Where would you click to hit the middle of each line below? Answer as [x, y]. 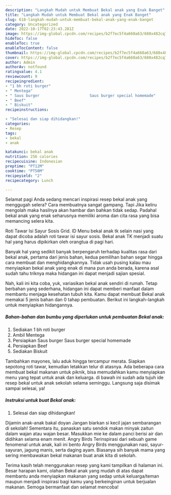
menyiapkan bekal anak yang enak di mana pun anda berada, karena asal [82, 268]
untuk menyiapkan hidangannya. [39, 305]
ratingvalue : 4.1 [24, 72]
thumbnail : [17, 53]
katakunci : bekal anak [29, 152]
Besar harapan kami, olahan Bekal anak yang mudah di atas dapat [74, 471]
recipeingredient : [25, 81]
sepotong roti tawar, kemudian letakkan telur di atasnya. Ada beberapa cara [85, 367]
